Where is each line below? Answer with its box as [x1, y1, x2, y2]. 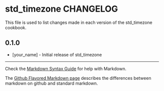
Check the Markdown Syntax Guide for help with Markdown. [5, 66, 127, 72]
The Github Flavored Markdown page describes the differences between [5, 75, 151, 81]
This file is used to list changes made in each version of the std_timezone [5, 19, 153, 25]
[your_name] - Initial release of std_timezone [12, 52, 102, 57]
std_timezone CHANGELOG [5, 3, 118, 15]
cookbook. [5, 24, 27, 30]
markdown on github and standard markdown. [5, 80, 98, 86]
